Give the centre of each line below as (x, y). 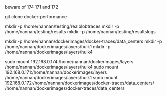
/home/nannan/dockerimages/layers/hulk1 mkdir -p (58, 47)
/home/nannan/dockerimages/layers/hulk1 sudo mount (61, 77)
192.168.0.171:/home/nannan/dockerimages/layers (56, 72)
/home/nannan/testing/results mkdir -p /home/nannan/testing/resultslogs (80, 32)
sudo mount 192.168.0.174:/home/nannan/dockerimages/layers (69, 61)
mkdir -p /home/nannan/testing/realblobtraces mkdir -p (62, 26)
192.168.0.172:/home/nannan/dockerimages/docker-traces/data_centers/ (80, 83)
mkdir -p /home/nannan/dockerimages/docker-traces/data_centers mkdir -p (83, 41)
